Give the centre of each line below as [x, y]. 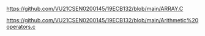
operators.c [21, 27]
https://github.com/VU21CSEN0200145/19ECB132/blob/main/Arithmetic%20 [102, 20]
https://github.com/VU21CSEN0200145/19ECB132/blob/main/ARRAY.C [95, 9]
